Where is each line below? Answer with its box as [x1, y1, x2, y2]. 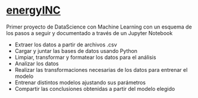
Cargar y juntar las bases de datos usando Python [14, 47, 138, 54]
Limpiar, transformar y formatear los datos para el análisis [14, 53, 156, 61]
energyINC [6, 4, 61, 17]
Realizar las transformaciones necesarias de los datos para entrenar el [14, 66, 188, 73]
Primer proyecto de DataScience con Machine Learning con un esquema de [6, 23, 192, 30]
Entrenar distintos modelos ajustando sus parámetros [14, 78, 146, 86]
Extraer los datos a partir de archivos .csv [14, 41, 117, 48]
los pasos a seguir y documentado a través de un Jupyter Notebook [6, 29, 173, 36]
